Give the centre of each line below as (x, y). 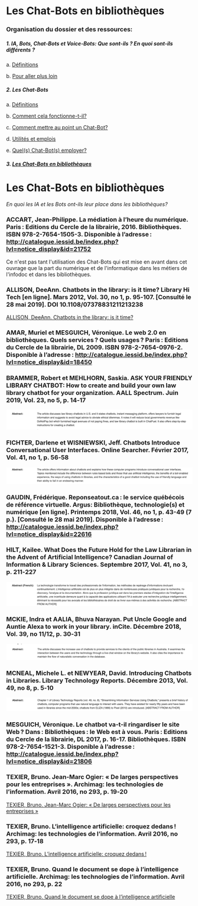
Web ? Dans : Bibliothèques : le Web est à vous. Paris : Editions (97, 732)
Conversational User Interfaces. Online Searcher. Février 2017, (98, 450)
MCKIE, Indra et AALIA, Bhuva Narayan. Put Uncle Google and (96, 619)
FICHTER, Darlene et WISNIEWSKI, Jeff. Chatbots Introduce (93, 443)
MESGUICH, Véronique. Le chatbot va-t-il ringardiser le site (93, 724)
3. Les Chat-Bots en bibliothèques (49, 164)
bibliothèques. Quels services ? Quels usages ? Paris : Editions (97, 340)
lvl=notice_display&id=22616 (49, 534)
